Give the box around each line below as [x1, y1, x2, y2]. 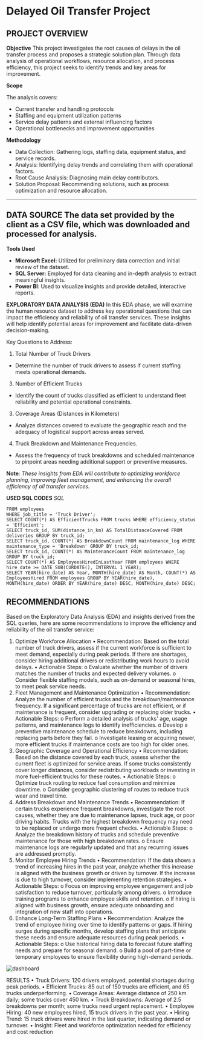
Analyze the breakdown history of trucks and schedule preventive [14, 830, 179, 838]
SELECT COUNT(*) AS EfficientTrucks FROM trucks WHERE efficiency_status [6, 516, 196, 522]
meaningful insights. [14, 276, 66, 283]
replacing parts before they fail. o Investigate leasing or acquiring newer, [14, 734, 196, 741]
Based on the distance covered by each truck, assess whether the [14, 753, 180, 761]
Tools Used [6, 245, 35, 252]
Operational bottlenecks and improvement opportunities [14, 125, 155, 132]
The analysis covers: [6, 94, 58, 101]
